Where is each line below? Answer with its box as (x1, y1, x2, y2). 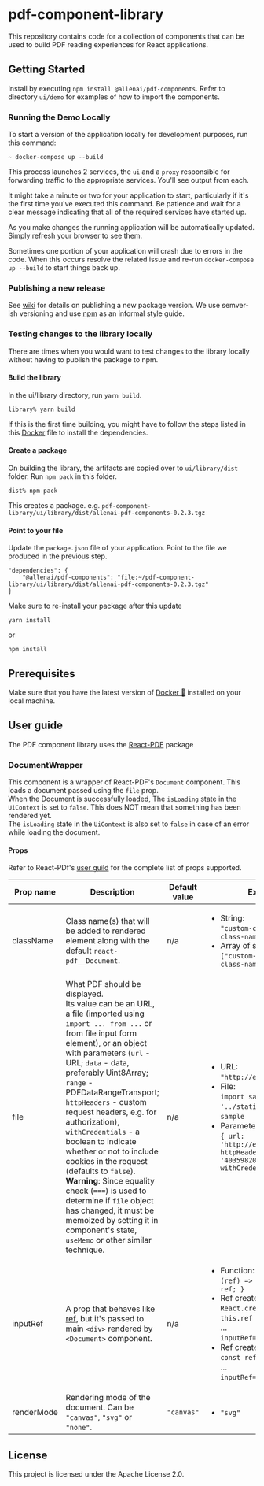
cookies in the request (65, 1156, 148, 1167)
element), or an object (65, 1038, 148, 1049)
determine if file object (65, 1195, 154, 1206)
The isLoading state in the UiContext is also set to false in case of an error (8, 819, 250, 828)
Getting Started (8, 63, 86, 76)
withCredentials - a (65, 1126, 140, 1137)
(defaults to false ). (65, 1165, 136, 1177)
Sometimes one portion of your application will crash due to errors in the (8, 246, 243, 256)
